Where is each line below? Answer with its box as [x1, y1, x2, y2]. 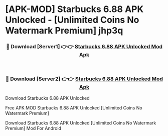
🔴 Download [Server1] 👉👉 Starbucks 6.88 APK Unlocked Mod [6, 43, 163, 50]
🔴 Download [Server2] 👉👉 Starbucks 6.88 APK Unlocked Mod [6, 75, 163, 82]
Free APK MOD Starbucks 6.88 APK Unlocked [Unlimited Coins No [5, 104, 142, 111]
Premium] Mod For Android [5, 125, 62, 131]
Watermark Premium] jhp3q [5, 25, 123, 36]
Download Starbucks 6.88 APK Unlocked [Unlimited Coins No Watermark [5, 119, 156, 126]
